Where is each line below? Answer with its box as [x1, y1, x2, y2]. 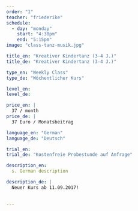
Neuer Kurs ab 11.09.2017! [11, 184, 79, 191]
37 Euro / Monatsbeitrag [11, 119, 74, 125]
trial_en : [6, 146, 31, 152]
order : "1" [6, 8, 34, 15]
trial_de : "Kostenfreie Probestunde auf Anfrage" [6, 152, 133, 158]
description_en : [6, 162, 47, 168]
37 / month [11, 108, 39, 114]
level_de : [6, 91, 31, 98]
